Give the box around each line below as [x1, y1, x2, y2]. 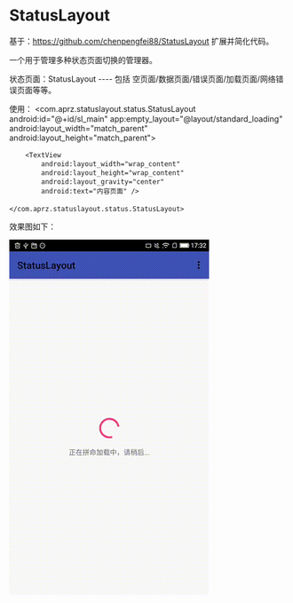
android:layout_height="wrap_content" [41, 168, 185, 178]
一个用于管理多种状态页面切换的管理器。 [9, 54, 157, 65]
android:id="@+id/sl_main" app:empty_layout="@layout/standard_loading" [9, 113, 283, 124]
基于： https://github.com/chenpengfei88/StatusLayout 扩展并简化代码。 [9, 36, 274, 46]
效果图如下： [9, 221, 56, 232]
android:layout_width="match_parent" [9, 123, 148, 133]
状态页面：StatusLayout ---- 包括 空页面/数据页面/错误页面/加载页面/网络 [9, 73, 276, 84]
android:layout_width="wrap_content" [41, 159, 180, 169]
